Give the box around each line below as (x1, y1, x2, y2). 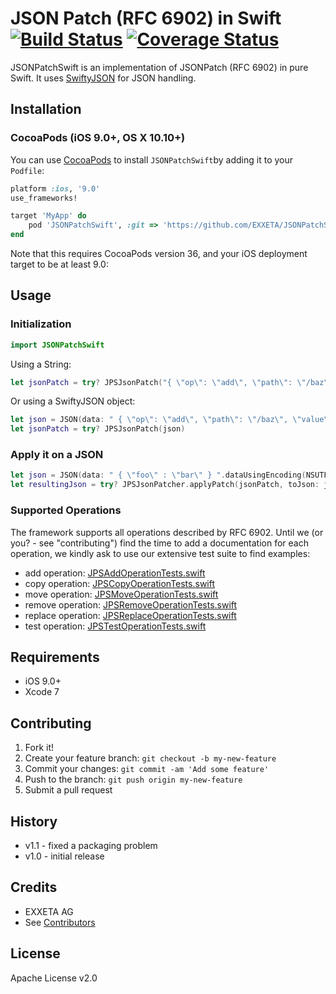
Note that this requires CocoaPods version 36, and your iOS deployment (10, 248, 308, 259)
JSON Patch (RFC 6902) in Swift (10, 7, 282, 30)
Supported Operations (10, 503, 122, 517)
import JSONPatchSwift (10, 340, 105, 350)
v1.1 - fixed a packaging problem (24, 839, 158, 851)
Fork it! (24, 742, 55, 754)
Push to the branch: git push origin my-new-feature (24, 773, 243, 786)
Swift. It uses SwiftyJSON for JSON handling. (10, 72, 197, 84)
